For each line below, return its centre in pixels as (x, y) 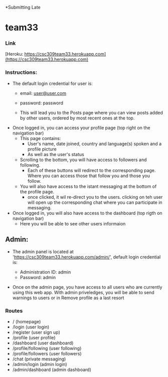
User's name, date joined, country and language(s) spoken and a (95, 144)
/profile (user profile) (34, 337)
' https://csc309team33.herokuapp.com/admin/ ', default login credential (87, 257)
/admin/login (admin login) (40, 364)
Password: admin (38, 277)
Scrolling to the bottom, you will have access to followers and (83, 160)
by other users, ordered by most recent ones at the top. (77, 118)
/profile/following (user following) (47, 348)
